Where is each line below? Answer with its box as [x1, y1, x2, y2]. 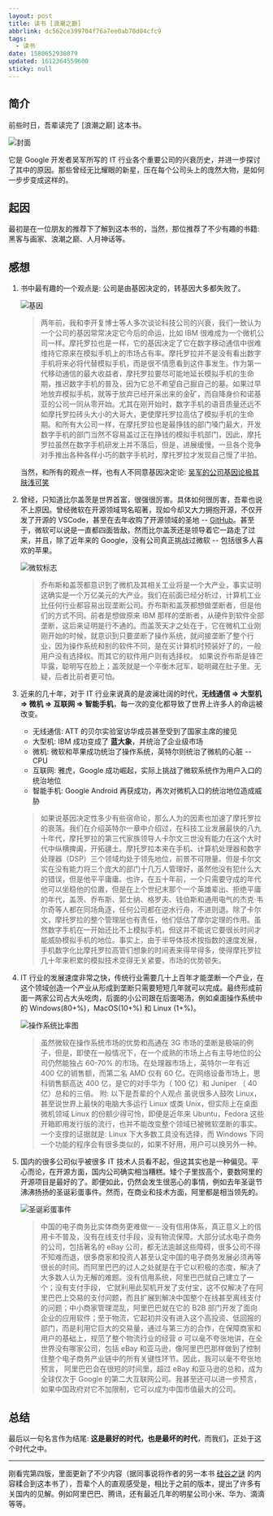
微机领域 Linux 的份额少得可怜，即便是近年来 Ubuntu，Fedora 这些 [40, 1109, 265, 1119]
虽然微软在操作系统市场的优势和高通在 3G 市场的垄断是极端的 [40, 1038, 247, 1048]
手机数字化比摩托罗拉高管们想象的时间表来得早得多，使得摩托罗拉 [40, 945, 262, 955]
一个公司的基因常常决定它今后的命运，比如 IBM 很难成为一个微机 [40, 328, 258, 338]
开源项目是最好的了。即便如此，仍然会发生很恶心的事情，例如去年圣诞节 [19, 1177, 262, 1187]
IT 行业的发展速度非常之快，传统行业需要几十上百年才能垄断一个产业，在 [19, 973, 264, 983]
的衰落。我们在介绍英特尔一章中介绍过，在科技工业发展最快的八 [40, 823, 254, 833]
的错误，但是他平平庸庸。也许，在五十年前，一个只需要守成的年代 [40, 875, 262, 884]
